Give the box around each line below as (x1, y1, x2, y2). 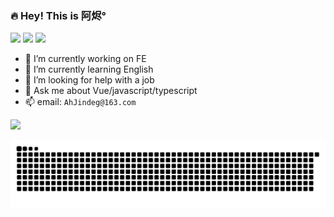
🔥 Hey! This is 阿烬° (10, 8, 107, 22)
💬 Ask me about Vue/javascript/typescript (24, 85, 198, 97)
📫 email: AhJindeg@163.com (24, 96, 137, 108)
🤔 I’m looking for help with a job (24, 74, 155, 86)
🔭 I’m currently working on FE (24, 53, 147, 65)
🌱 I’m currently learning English (24, 63, 154, 76)
